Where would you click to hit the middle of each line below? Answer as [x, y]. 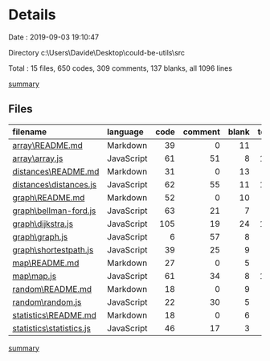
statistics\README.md [54, 315]
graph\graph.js [40, 236]
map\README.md [46, 263]
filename [30, 132]
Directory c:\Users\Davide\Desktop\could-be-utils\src [97, 52]
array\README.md [47, 145]
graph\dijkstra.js [43, 224]
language [126, 132]
